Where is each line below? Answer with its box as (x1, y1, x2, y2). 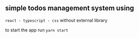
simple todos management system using (5, 4, 135, 12)
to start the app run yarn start (5, 27, 68, 33)
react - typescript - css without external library (5, 17, 108, 23)
